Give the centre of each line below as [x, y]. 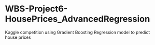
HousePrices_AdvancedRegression [77, 19]
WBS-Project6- [36, 9]
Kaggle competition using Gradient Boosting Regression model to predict [77, 32]
